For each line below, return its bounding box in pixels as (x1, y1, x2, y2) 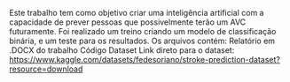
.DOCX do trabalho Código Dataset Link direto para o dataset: (9, 45, 235, 56)
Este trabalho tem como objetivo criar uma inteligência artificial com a (9, 8, 264, 18)
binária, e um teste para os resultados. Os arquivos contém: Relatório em (9, 35, 276, 46)
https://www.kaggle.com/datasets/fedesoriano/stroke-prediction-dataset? (9, 55, 281, 64)
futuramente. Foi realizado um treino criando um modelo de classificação (9, 26, 277, 36)
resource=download (9, 63, 83, 74)
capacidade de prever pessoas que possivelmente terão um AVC (9, 17, 247, 27)
